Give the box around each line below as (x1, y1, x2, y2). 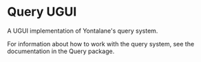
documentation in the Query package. (7, 47, 115, 55)
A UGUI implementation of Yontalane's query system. (7, 27, 158, 35)
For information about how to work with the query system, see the (7, 40, 195, 48)
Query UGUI (7, 4, 77, 20)
